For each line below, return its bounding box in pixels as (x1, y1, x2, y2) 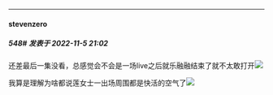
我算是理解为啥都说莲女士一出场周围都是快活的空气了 (8, 78, 187, 88)
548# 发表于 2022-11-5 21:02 (8, 38, 108, 49)
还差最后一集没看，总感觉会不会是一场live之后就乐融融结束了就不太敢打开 (8, 60, 255, 70)
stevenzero (8, 19, 48, 28)
